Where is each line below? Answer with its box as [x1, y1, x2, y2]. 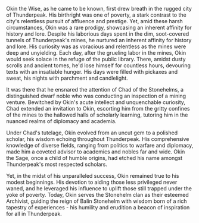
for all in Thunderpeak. [6, 211, 63, 217]
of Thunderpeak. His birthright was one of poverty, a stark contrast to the [6, 11, 186, 18]
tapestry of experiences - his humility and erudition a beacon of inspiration [6, 204, 190, 211]
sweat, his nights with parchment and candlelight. [6, 74, 128, 81]
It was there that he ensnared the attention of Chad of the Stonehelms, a [6, 86, 184, 93]
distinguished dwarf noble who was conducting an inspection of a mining [6, 92, 186, 99]
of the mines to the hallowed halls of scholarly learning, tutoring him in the [6, 111, 188, 118]
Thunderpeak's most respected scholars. [6, 161, 108, 168]
